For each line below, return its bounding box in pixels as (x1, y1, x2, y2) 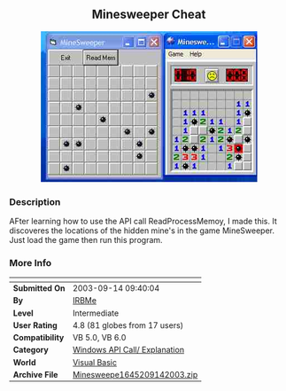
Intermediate (72, 308, 120, 318)
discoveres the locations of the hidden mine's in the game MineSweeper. (9, 225, 275, 236)
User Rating (12, 319, 58, 331)
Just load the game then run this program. (9, 235, 163, 246)
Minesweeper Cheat (91, 7, 206, 22)
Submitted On (12, 283, 66, 293)
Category (12, 345, 49, 356)
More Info (9, 257, 52, 270)
